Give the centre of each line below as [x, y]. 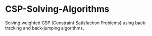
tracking [14, 28]
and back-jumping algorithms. [53, 28]
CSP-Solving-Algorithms [57, 9]
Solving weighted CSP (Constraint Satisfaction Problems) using [70, 23]
